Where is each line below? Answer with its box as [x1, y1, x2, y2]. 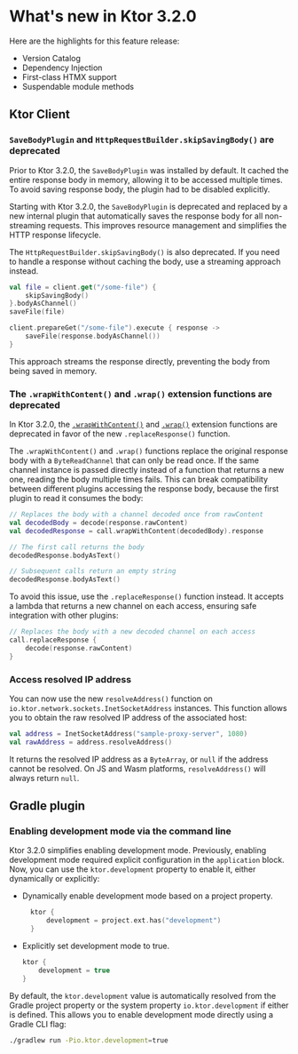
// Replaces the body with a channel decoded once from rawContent [9, 510, 264, 519]
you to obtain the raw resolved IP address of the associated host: [9, 712, 247, 723]
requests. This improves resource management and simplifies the [47, 220, 287, 230]
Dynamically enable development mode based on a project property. [21, 890, 273, 901]
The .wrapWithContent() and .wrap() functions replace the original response [9, 446, 288, 457]
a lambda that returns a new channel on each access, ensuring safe [9, 601, 257, 611]
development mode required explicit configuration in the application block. [9, 855, 286, 866]
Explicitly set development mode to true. [21, 940, 170, 952]
